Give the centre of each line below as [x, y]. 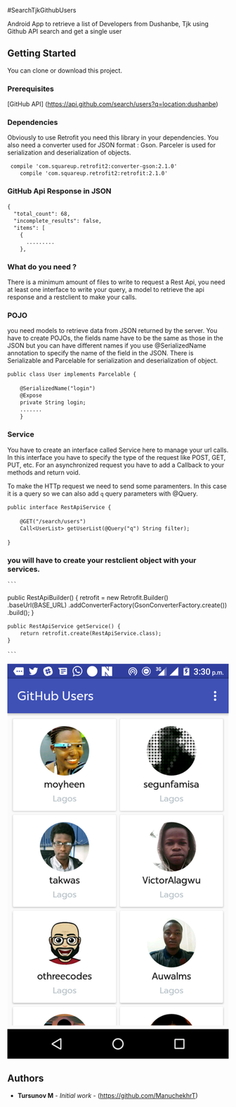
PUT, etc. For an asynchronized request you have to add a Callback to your [116, 465]
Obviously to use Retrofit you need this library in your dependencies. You [113, 137]
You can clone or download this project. [65, 71]
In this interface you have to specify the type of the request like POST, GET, [117, 457]
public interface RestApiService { [59, 507]
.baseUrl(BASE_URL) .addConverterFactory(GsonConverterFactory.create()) [117, 605]
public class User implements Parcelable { [72, 374]
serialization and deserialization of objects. [69, 153]
